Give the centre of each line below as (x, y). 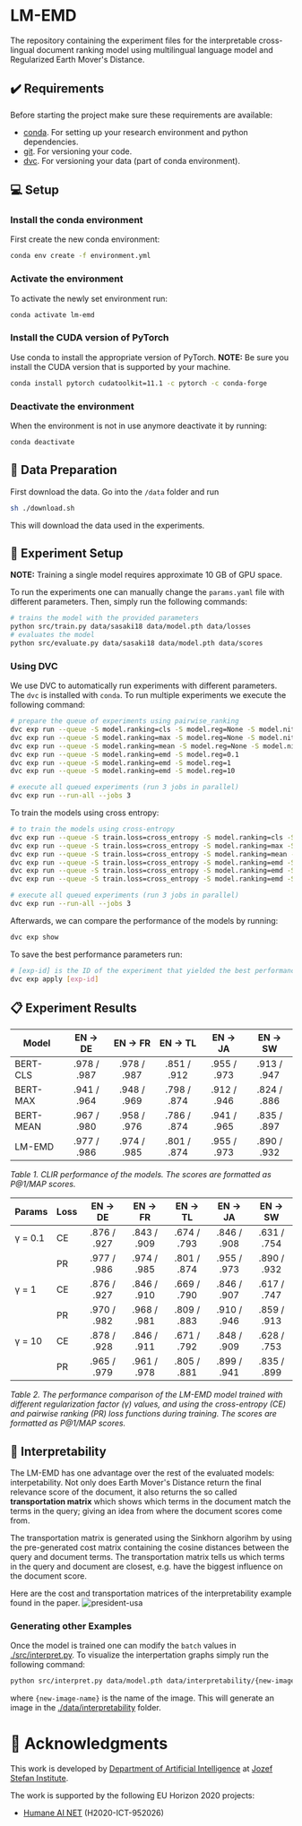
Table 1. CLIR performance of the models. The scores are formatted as (141, 1175)
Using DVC (34, 666)
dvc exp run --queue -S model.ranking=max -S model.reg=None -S (133, 737)
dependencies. (51, 142)
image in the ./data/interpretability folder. (86, 1708)
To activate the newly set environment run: (89, 298)
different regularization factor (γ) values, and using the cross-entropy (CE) (148, 1404)
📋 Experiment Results (73, 1008)
